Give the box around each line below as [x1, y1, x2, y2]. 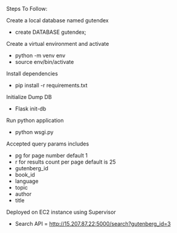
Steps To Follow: [6, 5, 48, 12]
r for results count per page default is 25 [14, 158, 116, 165]
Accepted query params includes [6, 140, 89, 147]
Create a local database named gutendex [6, 17, 109, 24]
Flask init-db [14, 105, 47, 112]
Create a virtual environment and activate [6, 40, 109, 47]
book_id [14, 171, 35, 178]
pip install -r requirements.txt [14, 81, 88, 89]
